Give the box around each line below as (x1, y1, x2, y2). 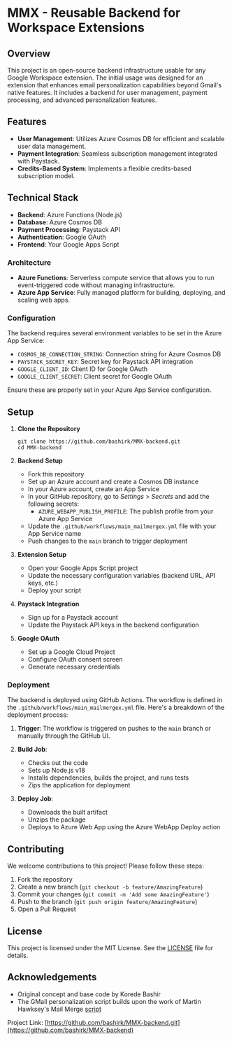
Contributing (7, 843, 64, 855)
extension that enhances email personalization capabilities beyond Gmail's (7, 81, 222, 89)
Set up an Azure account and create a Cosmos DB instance (27, 477, 199, 486)
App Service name (27, 530, 82, 538)
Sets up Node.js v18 (27, 766, 85, 775)
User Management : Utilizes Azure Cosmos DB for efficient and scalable (17, 134, 225, 143)
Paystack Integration (17, 599, 80, 609)
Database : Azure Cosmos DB (17, 218, 103, 226)
